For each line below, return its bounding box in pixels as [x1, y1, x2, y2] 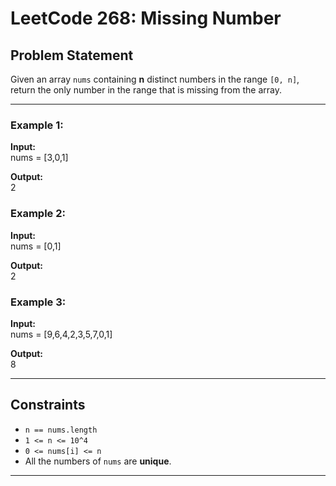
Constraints [10, 397, 86, 414]
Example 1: [10, 118, 64, 132]
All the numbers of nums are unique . [24, 455, 172, 467]
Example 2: [10, 207, 66, 221]
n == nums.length [24, 425, 98, 435]
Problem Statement [10, 47, 134, 64]
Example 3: [10, 295, 67, 309]
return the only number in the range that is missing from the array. [10, 84, 282, 96]
